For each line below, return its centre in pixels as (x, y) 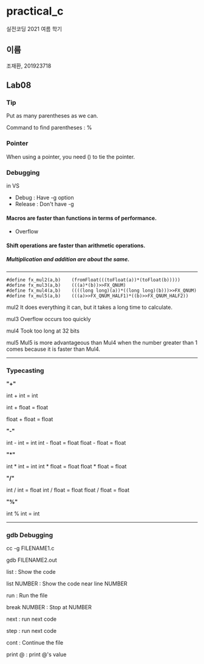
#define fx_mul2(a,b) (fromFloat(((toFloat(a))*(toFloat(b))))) (93, 280)
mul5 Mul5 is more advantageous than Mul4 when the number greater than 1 (102, 342)
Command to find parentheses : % (49, 128)
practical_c (35, 11)
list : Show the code (31, 572)
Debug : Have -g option (44, 198)
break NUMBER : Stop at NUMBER (49, 607)
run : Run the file (27, 596)
